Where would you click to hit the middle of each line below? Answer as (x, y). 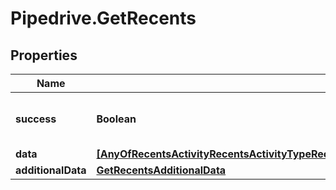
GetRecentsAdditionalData (161, 170)
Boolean (116, 119)
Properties (44, 55)
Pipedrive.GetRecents (103, 18)
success (36, 119)
